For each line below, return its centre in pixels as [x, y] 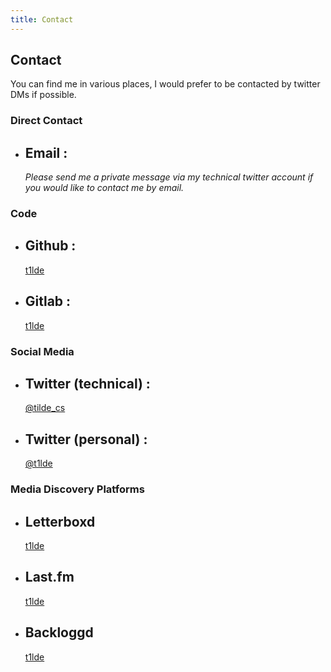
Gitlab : [48, 301]
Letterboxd [60, 521]
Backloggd [59, 632]
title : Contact [42, 19]
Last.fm [49, 577]
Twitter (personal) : [86, 439]
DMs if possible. [43, 95]
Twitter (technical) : [87, 384]
